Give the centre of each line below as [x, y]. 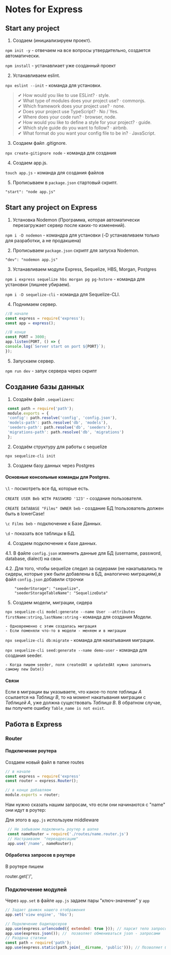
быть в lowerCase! [25, 513]
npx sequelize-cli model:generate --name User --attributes [70, 612]
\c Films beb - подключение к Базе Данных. [53, 523]
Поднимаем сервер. [35, 304]
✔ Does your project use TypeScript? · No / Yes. [68, 111]
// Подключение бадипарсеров [36, 924]
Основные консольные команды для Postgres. [58, 477]
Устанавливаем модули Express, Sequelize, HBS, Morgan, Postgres [84, 269]
